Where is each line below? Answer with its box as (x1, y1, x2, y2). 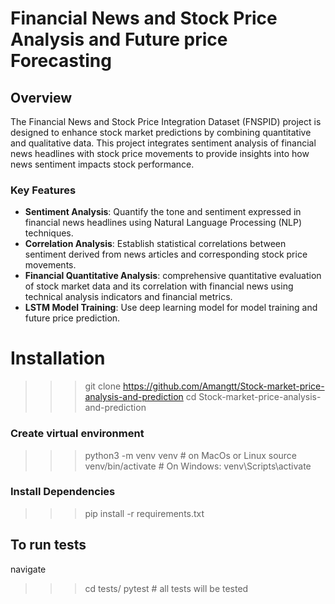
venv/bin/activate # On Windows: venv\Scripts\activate (84, 460, 312, 472)
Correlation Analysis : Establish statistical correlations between (24, 238, 287, 250)
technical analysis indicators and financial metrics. (24, 291, 233, 303)
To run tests (10, 537, 87, 554)
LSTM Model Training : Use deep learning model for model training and (24, 302, 318, 314)
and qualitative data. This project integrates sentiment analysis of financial (10, 137, 317, 149)
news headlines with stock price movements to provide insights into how (10, 148, 310, 159)
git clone (84, 380, 122, 392)
